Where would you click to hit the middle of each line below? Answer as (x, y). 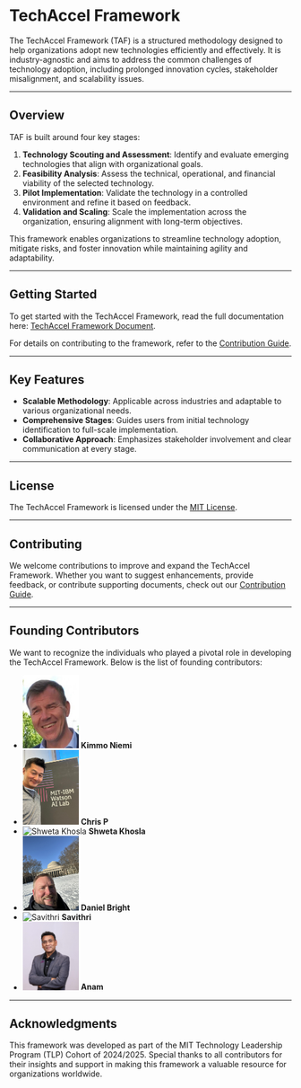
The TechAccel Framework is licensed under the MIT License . (123, 508)
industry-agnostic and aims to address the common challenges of (131, 59)
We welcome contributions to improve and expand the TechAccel (130, 566)
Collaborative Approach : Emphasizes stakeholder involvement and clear (157, 439)
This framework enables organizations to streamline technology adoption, (146, 238)
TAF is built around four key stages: (75, 137)
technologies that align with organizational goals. (112, 164)
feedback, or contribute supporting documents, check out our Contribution (148, 584)
